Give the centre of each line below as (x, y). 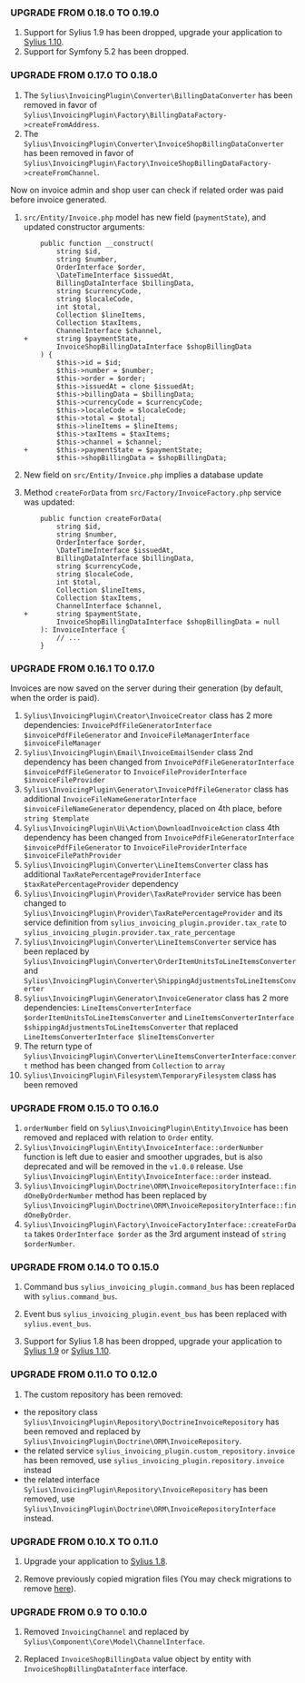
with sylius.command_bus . (70, 1296)
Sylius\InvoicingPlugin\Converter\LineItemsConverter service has (150, 941)
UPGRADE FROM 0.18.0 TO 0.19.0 (85, 13)
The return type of (58, 1046)
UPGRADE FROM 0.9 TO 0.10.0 (79, 1612)
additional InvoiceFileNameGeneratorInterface (110, 798)
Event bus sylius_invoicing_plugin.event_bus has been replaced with (155, 1314)
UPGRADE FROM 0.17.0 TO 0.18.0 (84, 75)
